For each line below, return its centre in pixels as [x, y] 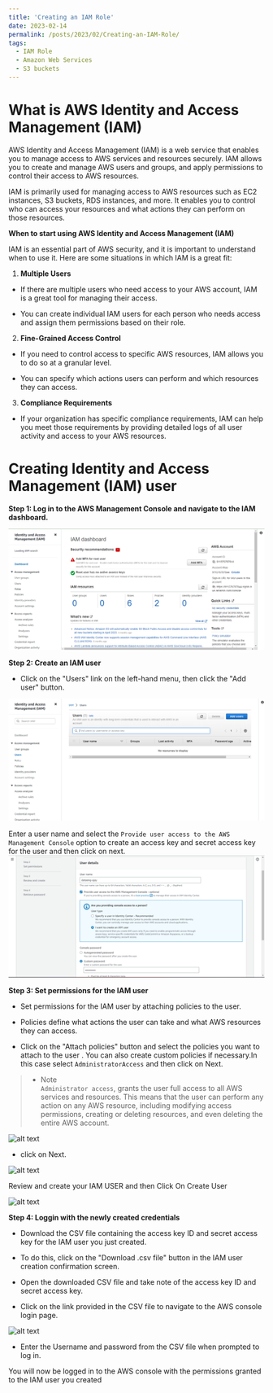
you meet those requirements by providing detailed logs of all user [131, 427]
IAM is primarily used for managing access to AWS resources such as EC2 [133, 191]
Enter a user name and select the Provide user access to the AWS [119, 834]
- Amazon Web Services [54, 60]
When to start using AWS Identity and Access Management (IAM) [121, 233]
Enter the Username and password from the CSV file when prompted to [140, 1347]
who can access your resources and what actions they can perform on [127, 208]
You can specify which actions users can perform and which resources [139, 378]
